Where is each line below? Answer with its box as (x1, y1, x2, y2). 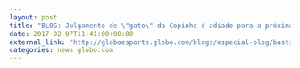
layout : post (9, 12, 58, 22)
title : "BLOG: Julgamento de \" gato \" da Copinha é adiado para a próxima (9, 21, 294, 30)
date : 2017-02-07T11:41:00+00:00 (9, 29, 134, 38)
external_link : (9, 37, 66, 47)
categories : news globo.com (9, 46, 114, 55)
